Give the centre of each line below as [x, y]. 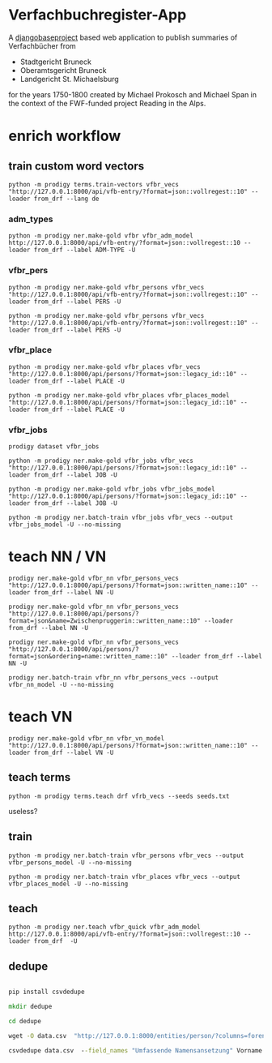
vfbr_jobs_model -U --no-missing [65, 525]
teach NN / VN [57, 557]
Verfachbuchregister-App [98, 15]
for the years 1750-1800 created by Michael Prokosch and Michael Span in [133, 94]
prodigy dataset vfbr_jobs [54, 447]
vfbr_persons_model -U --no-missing [70, 862]
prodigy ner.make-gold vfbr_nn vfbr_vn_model [86, 739]
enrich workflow [65, 136]
